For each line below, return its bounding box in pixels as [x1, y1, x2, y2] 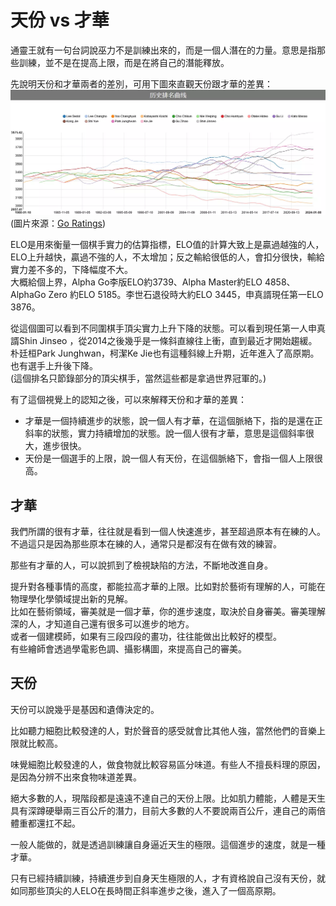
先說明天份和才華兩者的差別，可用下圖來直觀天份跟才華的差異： [10, 77, 273, 90]
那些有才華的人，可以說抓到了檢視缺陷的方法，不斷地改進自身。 [10, 559, 273, 571]
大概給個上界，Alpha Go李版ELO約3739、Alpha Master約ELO [10, 276, 263, 288]
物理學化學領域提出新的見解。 [10, 593, 133, 605]
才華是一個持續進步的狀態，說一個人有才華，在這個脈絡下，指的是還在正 [24, 415, 323, 427]
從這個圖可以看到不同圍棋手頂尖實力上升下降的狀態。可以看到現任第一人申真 [10, 322, 326, 335]
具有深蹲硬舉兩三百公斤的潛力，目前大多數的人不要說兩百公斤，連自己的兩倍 [10, 804, 326, 816]
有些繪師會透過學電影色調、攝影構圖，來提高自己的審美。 [10, 643, 247, 655]
